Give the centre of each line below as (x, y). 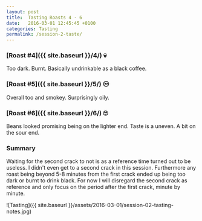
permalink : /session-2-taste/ (44, 34)
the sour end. (23, 133)
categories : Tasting (32, 29)
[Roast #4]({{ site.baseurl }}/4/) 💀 (57, 56)
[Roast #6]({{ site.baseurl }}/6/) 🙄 (57, 113)
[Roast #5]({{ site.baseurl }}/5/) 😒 (58, 84)
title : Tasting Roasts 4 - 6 (44, 18)
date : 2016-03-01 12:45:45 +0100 (51, 23)
